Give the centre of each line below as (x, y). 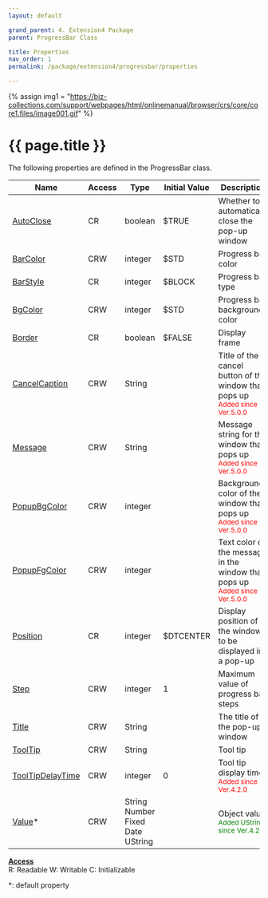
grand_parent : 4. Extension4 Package (71, 30)
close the (235, 220)
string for (235, 434)
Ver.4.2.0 (233, 789)
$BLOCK (179, 282)
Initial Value (187, 187)
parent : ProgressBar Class (53, 38)
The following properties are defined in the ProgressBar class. (110, 168)
